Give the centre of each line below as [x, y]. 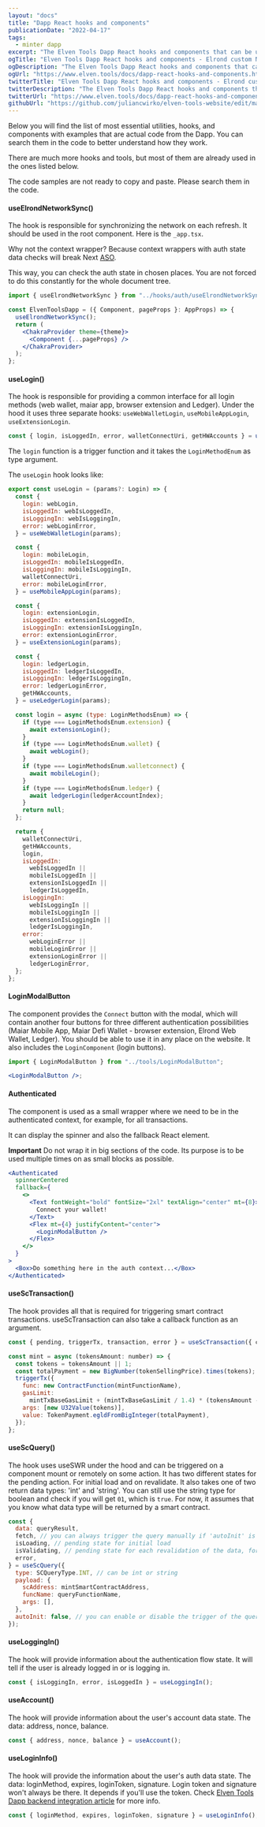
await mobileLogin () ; [65, 774]
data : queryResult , [47, 1529]
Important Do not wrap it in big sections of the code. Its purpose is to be [126, 1150]
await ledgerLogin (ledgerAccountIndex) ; [96, 796]
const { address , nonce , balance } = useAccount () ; [95, 1740]
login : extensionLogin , [62, 613]
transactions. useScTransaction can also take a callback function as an [123, 1319]
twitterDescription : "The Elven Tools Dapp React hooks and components [128, 89]
